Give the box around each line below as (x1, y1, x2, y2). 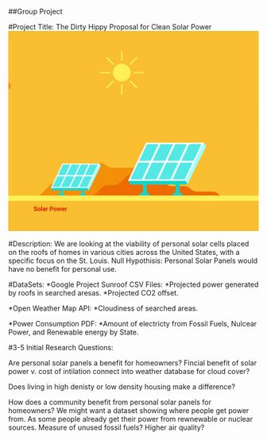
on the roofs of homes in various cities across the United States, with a (8, 248, 240, 257)
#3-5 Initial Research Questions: (8, 343, 114, 353)
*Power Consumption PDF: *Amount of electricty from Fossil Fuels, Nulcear (8, 319, 257, 329)
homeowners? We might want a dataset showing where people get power (8, 406, 250, 415)
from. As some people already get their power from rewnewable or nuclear (8, 415, 253, 424)
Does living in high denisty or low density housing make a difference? (8, 382, 236, 392)
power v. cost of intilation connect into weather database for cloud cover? (8, 367, 250, 376)
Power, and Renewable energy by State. (8, 327, 139, 337)
